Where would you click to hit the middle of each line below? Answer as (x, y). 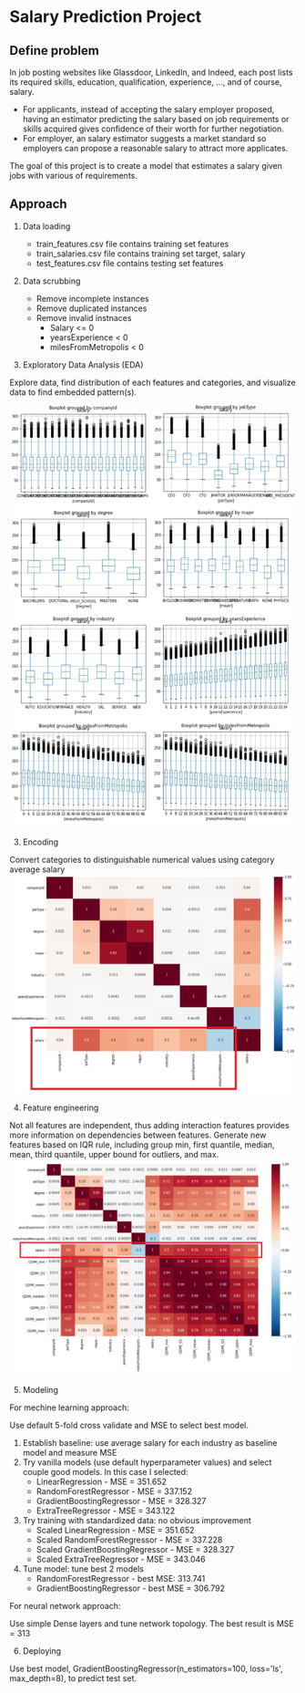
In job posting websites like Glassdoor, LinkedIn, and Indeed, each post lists (151, 72)
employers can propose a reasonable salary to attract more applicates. (155, 148)
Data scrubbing (51, 281)
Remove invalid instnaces (84, 317)
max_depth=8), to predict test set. (73, 1678)
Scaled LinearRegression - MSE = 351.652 (115, 1530)
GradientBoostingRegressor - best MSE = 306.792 (131, 1588)
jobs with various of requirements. (74, 176)
